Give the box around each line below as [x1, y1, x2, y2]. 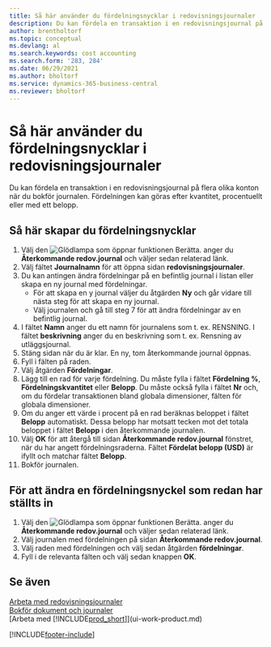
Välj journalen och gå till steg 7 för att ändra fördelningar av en [32, 305, 241, 315]
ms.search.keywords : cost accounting [9, 49, 137, 57]
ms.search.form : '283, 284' [9, 57, 104, 66]
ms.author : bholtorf [9, 72, 79, 80]
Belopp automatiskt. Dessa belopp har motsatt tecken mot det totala [20, 417, 249, 427]
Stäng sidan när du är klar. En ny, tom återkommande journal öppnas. [20, 349, 252, 358]
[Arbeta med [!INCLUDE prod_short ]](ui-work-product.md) [9, 614, 203, 624]
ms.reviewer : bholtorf [9, 87, 86, 95]
